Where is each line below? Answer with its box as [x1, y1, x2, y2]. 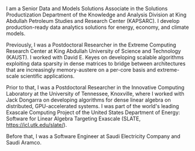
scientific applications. [20, 73, 75, 79]
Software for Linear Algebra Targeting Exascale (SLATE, [6, 115, 141, 122]
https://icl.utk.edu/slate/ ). [6, 122, 67, 128]
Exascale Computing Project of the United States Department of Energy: [6, 109, 180, 116]
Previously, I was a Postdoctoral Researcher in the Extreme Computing [6, 41, 177, 48]
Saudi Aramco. [6, 139, 42, 146]
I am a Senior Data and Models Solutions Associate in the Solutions [6, 5, 168, 12]
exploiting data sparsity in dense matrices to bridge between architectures [6, 60, 186, 67]
